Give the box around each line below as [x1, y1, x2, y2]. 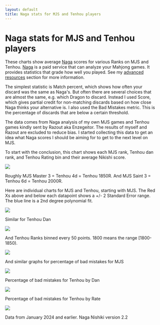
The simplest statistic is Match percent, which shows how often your [5, 84, 142, 90]
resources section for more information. [5, 74, 85, 80]
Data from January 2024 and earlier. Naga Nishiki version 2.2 [5, 314, 128, 320]
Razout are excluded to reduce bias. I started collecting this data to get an [5, 129, 153, 135]
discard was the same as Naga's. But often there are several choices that [5, 89, 152, 95]
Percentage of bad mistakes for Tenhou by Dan [5, 277, 100, 283]
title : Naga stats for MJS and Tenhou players [5, 12, 101, 17]
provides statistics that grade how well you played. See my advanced [5, 69, 144, 75]
